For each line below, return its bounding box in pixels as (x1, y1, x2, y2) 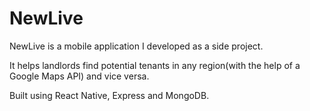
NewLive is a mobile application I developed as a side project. (9, 40, 264, 52)
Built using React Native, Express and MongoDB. (9, 89, 210, 101)
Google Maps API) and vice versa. (9, 70, 150, 82)
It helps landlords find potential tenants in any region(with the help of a (9, 59, 301, 71)
